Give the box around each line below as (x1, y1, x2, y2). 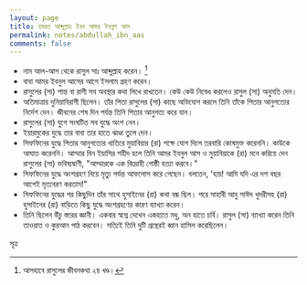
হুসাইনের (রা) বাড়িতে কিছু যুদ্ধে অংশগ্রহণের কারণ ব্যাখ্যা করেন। (22, 198, 185, 210)
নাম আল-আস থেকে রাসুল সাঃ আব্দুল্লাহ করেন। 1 (22, 64, 148, 76)
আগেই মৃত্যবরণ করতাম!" (22, 178, 88, 189)
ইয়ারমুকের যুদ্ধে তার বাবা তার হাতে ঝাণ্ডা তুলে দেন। (22, 127, 153, 138)
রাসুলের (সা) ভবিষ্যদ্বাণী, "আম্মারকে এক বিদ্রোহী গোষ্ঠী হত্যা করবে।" (22, 157, 198, 169)
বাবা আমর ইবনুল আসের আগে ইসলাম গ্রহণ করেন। (22, 75, 153, 87)
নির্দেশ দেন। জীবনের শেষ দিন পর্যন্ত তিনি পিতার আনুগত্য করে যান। (22, 106, 194, 117)
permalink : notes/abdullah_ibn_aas (9, 30, 145, 39)
